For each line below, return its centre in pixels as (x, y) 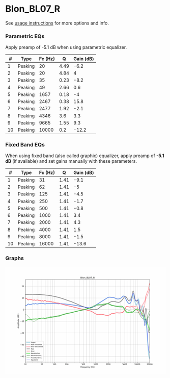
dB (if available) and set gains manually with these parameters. (71, 161)
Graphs (15, 258)
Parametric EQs (25, 36)
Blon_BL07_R (33, 9)
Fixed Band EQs (25, 144)
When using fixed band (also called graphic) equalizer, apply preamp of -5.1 (85, 156)
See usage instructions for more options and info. (57, 23)
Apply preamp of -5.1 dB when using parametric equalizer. (66, 47)
